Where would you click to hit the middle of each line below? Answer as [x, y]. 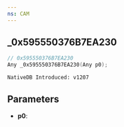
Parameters [33, 99]
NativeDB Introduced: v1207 [48, 78]
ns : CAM [19, 14]
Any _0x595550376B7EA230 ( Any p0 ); [58, 65]
